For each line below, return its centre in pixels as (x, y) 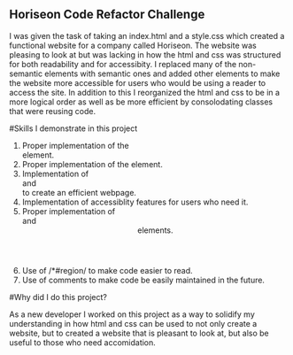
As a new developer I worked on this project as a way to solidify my (132, 314)
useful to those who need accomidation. (83, 342)
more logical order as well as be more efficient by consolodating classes (141, 102)
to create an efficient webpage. (79, 192)
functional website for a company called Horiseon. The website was (133, 45)
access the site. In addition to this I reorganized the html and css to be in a (145, 92)
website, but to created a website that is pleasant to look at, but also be (139, 333)
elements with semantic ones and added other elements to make (162, 73)
